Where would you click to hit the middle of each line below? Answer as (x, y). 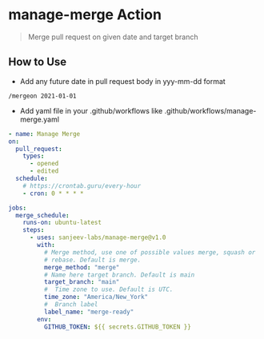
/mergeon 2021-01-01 (43, 96)
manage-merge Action (85, 15)
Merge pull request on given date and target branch (113, 37)
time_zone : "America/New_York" (96, 297)
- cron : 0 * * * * (53, 193)
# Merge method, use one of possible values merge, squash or (150, 252)
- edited (44, 171)
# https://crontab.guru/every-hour (82, 185)
